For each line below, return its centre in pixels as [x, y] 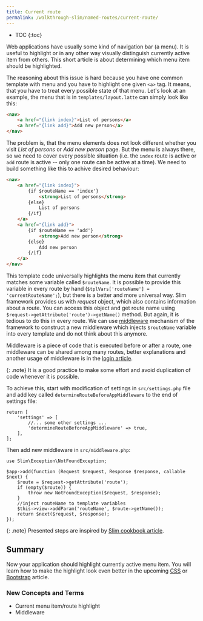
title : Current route [34, 12]
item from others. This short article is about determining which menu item [98, 59]
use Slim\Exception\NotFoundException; [57, 461]
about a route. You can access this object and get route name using [91, 308]
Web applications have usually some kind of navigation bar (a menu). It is [98, 47]
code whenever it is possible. [43, 377]
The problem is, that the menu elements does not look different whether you [101, 143]
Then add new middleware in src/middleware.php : [68, 450]
